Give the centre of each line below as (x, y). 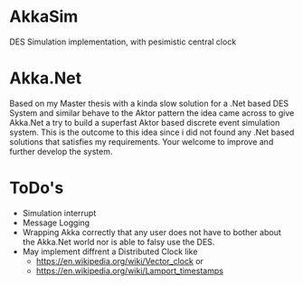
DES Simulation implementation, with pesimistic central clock (123, 42)
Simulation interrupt (59, 213)
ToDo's (37, 188)
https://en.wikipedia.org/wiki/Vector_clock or (119, 261)
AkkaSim (44, 17)
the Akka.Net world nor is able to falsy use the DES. (118, 242)
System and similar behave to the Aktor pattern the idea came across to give (152, 113)
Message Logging (56, 223)
